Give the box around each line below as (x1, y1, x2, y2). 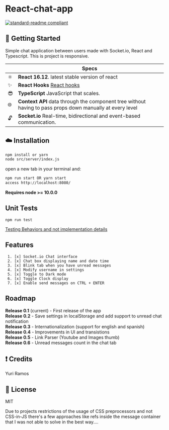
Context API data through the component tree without (18, 98, 146, 105)
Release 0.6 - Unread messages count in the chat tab (5, 339, 117, 346)
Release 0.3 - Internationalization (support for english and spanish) (5, 323, 145, 329)
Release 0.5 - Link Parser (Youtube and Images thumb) (5, 334, 120, 340)
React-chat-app (5, 3, 73, 15)
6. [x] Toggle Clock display (7, 276, 69, 281)
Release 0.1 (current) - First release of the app (5, 307, 102, 313)
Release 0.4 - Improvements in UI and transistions (5, 329, 110, 335)
